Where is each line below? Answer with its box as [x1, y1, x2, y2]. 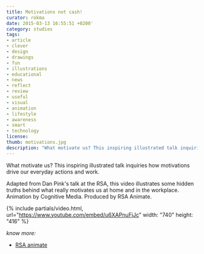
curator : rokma [6, 15, 45, 21]
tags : [6, 32, 20, 38]
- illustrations [6, 65, 47, 72]
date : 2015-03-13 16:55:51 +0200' [6, 20, 94, 26]
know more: [6, 229, 36, 236]
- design [6, 49, 29, 55]
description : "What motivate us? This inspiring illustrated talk [6, 144, 178, 151]
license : [6, 133, 29, 140]
